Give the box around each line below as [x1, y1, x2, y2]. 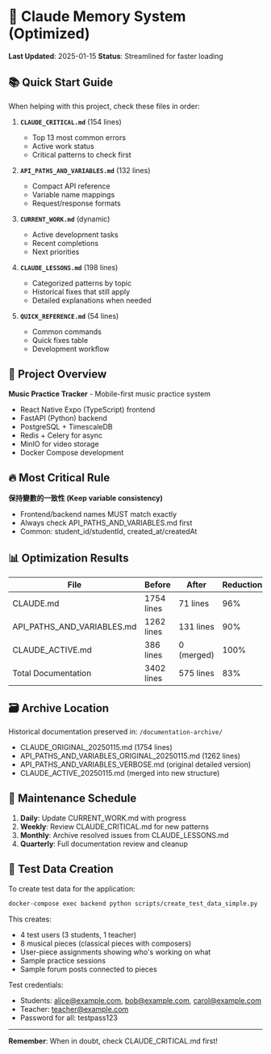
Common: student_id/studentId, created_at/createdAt [19, 527, 198, 536]
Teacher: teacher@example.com [19, 1004, 129, 1014]
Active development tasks [31, 230, 119, 239]
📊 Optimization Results [8, 551, 129, 565]
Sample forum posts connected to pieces [19, 964, 157, 974]
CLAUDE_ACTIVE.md [12, 645, 93, 656]
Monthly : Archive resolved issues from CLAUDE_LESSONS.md [19, 830, 229, 840]
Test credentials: [8, 980, 64, 989]
